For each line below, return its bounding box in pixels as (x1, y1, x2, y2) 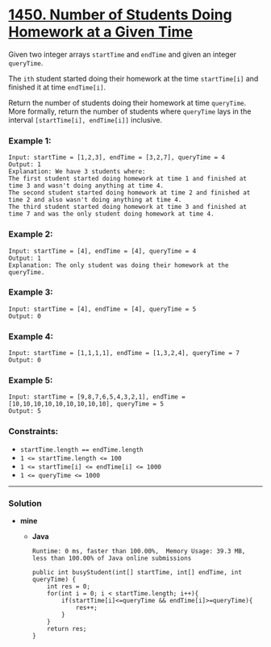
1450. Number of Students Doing (8, 6, 232, 24)
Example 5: (8, 375, 53, 386)
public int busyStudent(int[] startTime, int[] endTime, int (31, 569, 242, 577)
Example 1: (8, 135, 52, 146)
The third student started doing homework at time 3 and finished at (8, 203, 248, 211)
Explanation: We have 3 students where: (8, 168, 147, 176)
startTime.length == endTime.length (19, 445, 144, 453)
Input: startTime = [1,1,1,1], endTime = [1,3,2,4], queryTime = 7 (8, 349, 240, 357)
